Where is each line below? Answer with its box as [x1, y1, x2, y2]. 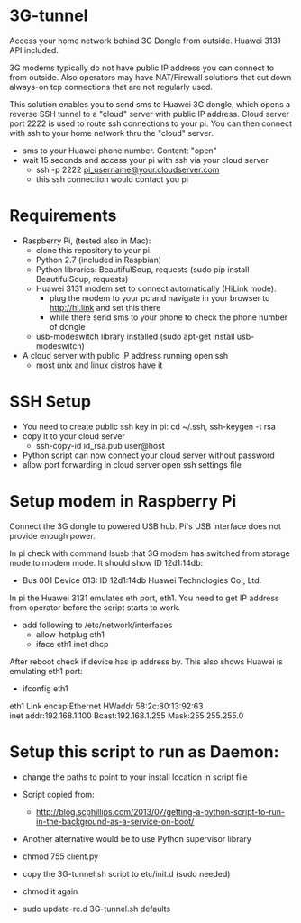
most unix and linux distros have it [35, 360, 163, 370]
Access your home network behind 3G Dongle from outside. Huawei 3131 [9, 35, 281, 46]
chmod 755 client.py [22, 851, 99, 862]
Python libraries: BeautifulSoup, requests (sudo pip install [35, 263, 250, 275]
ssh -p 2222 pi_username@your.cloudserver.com [35, 164, 220, 175]
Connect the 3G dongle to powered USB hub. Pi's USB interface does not [9, 520, 282, 532]
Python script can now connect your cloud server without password [22, 450, 275, 461]
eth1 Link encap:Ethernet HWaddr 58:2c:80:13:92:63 [9, 700, 204, 711]
